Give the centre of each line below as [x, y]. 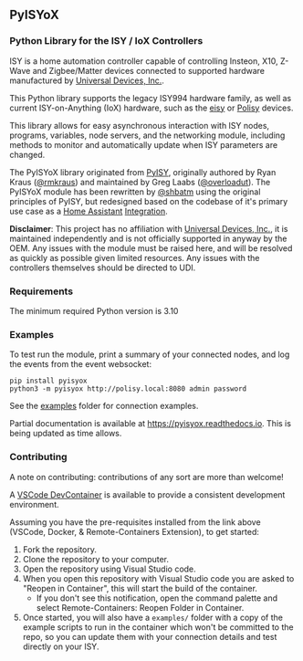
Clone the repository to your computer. [96, 559]
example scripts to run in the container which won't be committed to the [158, 627]
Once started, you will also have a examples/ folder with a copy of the [152, 617]
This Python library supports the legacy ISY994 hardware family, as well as [151, 98]
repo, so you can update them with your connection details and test [150, 636]
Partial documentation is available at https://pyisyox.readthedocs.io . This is [151, 424]
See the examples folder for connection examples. [104, 406]
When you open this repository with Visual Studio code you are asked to [158, 578]
